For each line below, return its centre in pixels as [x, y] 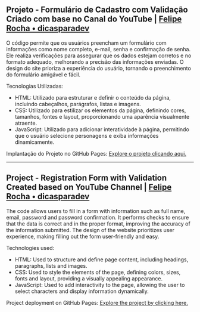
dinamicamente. [35, 142]
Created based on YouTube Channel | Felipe [89, 187]
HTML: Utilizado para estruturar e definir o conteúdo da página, [93, 97]
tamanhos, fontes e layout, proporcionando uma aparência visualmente [102, 116]
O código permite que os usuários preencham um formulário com [86, 43]
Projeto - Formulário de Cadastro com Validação [97, 10]
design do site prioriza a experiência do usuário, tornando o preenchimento [99, 68]
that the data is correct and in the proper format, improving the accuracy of [98, 224]
